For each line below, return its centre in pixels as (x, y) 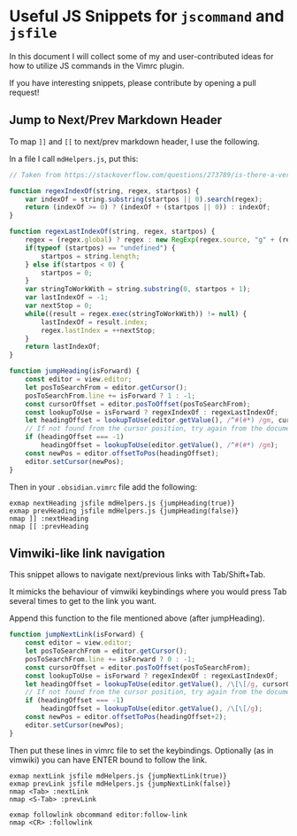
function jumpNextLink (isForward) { (76, 635)
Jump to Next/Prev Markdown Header (116, 120)
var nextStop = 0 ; (59, 306)
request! (24, 92)
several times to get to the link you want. (83, 601)
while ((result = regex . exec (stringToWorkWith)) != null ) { (136, 313)
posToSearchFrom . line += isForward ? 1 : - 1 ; (110, 396)
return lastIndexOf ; (63, 347)
